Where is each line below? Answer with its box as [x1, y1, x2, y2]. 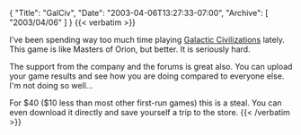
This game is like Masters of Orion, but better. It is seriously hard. [9, 44, 251, 55]
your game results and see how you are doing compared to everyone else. [9, 71, 285, 81]
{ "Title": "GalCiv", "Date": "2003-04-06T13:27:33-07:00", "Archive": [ [9, 8, 269, 18]
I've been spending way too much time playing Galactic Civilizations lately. [9, 35, 286, 45]
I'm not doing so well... [9, 80, 93, 90]
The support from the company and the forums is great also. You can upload [9, 62, 293, 72]
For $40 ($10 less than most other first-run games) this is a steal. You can [9, 97, 282, 108]
